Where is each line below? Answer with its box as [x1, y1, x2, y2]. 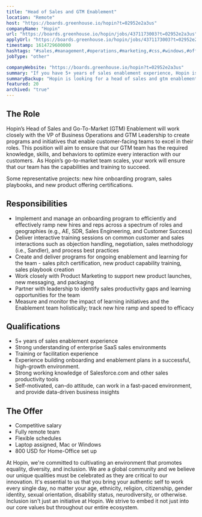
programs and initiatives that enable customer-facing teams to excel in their [6, 138, 194, 145]
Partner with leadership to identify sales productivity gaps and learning [14, 285, 191, 292]
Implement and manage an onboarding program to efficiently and [14, 215, 177, 222]
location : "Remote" [6, 14, 55, 20]
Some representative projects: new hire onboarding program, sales [6, 175, 173, 182]
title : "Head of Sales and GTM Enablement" [6, 8, 117, 15]
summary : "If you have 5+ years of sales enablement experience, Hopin [6, 70, 189, 76]
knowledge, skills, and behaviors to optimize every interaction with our [6, 150, 182, 158]
